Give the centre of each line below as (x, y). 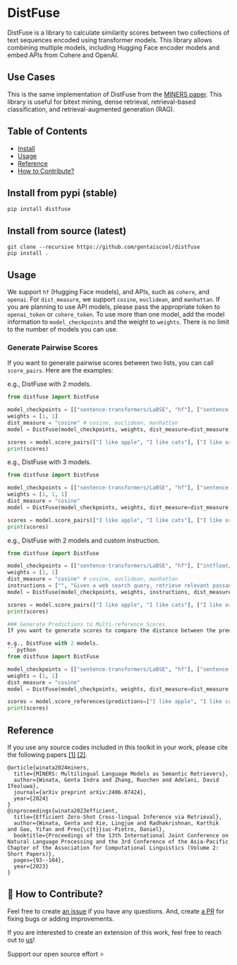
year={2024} (31, 799)
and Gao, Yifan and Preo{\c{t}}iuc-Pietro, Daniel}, (86, 829)
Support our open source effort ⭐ (56, 954)
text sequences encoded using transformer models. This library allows (110, 40)
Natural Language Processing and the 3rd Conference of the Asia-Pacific (118, 842)
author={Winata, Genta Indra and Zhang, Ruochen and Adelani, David (116, 780)
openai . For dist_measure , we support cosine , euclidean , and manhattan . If (114, 299)
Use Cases (31, 77)
